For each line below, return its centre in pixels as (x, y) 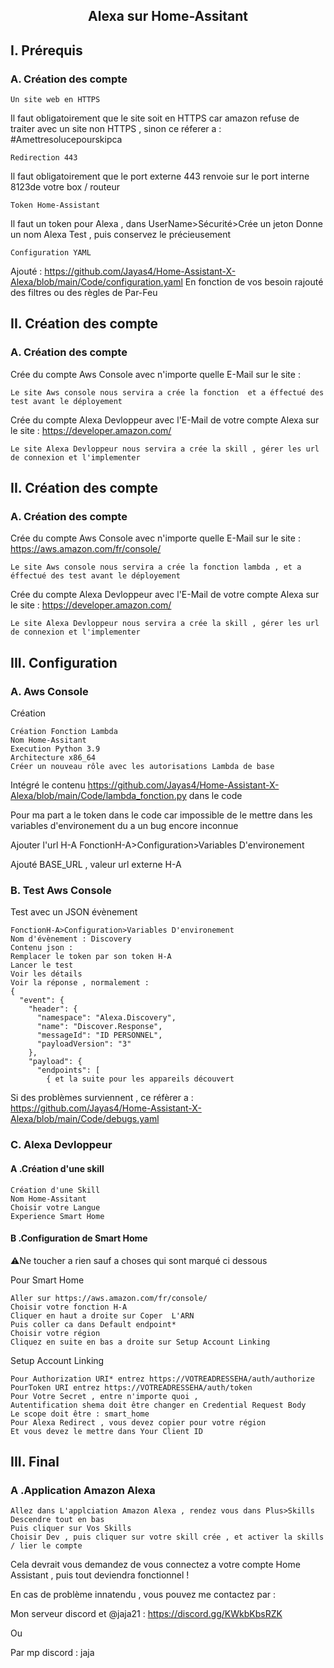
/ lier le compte (46, 1546)
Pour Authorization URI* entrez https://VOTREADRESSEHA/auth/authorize (162, 1379)
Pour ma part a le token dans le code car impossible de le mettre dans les (161, 815)
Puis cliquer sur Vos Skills (71, 1529)
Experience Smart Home (57, 1216)
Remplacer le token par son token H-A (91, 957)
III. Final (35, 1462)
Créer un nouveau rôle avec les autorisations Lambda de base (142, 767)
